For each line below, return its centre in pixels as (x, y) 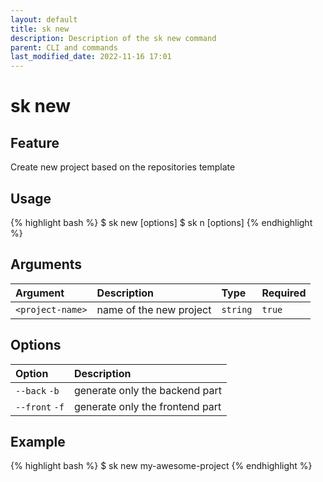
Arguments (46, 264)
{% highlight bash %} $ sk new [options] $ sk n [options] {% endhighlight (161, 222)
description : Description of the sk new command (113, 38)
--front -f (40, 407)
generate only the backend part (148, 390)
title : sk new (40, 29)
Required (284, 293)
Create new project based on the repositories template (123, 167)
